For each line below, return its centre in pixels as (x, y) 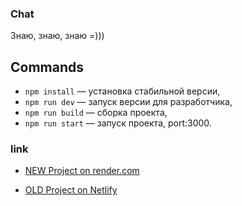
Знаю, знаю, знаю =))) (57, 36)
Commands (47, 67)
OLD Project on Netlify (71, 190)
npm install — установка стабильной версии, (122, 91)
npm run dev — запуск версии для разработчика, (128, 102)
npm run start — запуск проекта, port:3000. (118, 123)
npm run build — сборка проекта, (96, 113)
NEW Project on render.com (82, 171)
